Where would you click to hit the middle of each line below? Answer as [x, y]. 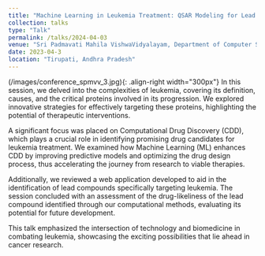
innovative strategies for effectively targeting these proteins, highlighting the [132, 106]
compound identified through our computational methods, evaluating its [125, 204]
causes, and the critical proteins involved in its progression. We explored [126, 98]
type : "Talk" [30, 30]
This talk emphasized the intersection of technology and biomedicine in [124, 228]
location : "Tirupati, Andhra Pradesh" [72, 60]
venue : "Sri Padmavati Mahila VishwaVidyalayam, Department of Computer [130, 45]
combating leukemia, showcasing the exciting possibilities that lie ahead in [129, 236]
